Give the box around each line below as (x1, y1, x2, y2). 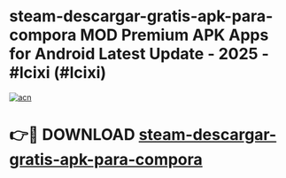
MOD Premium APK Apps (79, 25, 269, 45)
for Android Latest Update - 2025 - (9, 44, 270, 64)
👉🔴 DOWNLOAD (9, 125, 135, 145)
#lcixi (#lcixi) (9, 63, 107, 83)
